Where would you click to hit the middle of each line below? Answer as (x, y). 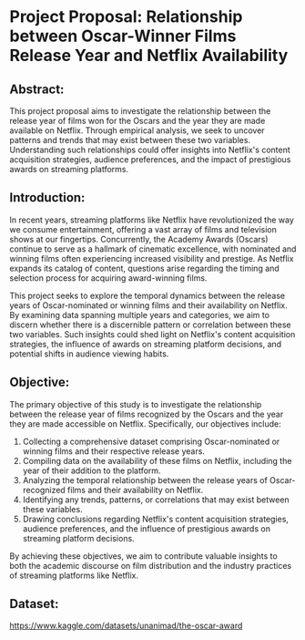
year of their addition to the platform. (91, 470)
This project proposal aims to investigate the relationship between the (140, 111)
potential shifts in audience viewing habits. (89, 354)
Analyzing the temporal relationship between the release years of (145, 480)
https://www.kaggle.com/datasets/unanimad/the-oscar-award (126, 625)
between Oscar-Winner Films (123, 36)
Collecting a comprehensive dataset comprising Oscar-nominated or (151, 441)
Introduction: (47, 198)
